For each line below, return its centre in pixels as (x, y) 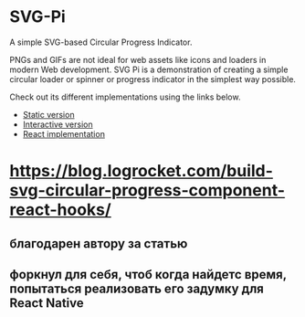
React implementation (63, 133)
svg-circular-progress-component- (147, 190)
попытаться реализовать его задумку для (137, 288)
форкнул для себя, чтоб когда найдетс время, (148, 275)
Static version (48, 114)
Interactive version (58, 124)
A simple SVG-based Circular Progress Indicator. (101, 42)
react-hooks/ (60, 210)
